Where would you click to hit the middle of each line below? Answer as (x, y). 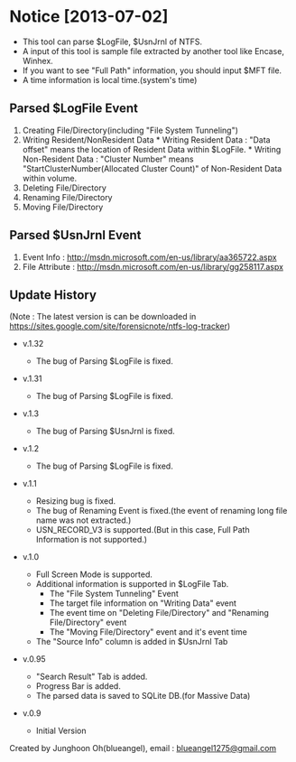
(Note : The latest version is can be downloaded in (103, 317)
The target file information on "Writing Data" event (143, 603)
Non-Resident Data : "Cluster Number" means (108, 159)
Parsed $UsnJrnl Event (75, 235)
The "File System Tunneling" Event (114, 594)
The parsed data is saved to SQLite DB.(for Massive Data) (143, 696)
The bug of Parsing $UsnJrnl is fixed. (106, 432)
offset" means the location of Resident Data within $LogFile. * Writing (152, 149)
